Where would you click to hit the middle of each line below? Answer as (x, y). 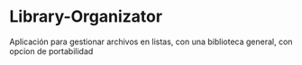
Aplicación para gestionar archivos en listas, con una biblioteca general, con (151, 42)
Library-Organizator (86, 17)
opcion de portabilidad (51, 51)
